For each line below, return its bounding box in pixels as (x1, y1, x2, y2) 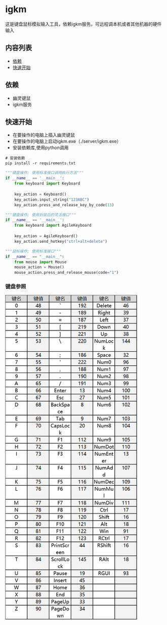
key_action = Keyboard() (14, 192, 67, 197)
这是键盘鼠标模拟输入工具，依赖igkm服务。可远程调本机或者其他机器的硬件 (5, 21, 162, 27)
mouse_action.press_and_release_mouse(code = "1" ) (14, 270, 119, 275)
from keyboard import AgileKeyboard (14, 223, 92, 228)
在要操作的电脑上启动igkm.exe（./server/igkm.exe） (12, 138, 121, 144)
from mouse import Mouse (14, 260, 67, 265)
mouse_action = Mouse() (14, 265, 65, 270)
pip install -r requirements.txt (5, 161, 76, 166)
